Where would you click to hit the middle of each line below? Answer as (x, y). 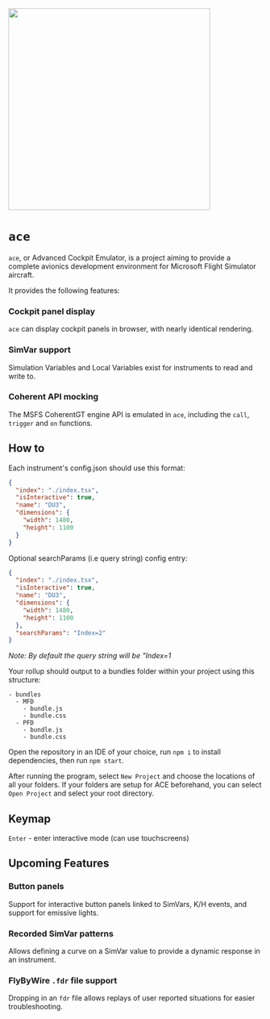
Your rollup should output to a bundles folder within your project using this (132, 671)
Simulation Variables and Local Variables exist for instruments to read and (131, 367)
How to (27, 448)
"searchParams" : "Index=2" (61, 633)
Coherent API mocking (54, 397)
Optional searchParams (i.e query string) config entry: (98, 558)
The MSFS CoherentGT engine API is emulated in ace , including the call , (129, 414)
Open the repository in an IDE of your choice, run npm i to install (115, 752)
